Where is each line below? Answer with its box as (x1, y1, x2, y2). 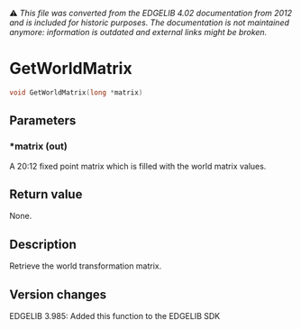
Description (9, 236, 77, 251)
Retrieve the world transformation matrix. (9, 260, 162, 271)
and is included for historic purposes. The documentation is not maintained (9, 17, 290, 28)
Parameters (9, 113, 77, 129)
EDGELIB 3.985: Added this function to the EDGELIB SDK (9, 310, 221, 321)
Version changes (9, 287, 107, 302)
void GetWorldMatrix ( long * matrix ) (9, 87, 143, 97)
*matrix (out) (9, 140, 68, 152)
